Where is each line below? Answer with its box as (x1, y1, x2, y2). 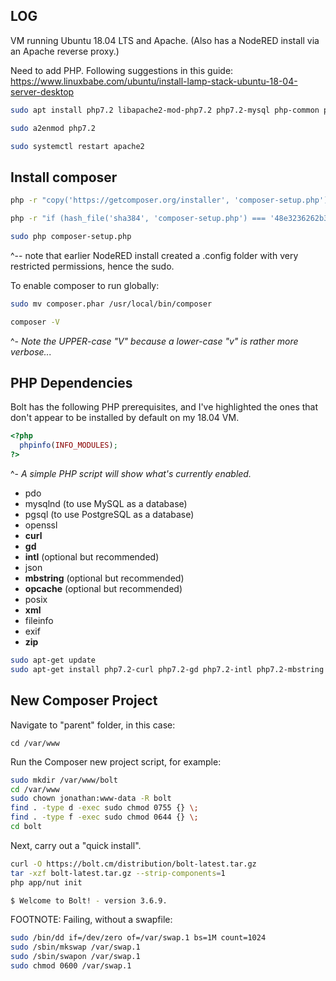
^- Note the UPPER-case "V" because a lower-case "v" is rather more (10, 335, 299, 347)
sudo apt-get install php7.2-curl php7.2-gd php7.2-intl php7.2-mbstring (10, 664, 325, 674)
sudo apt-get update (10, 655, 97, 666)
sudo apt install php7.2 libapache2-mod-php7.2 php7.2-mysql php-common (10, 105, 320, 115)
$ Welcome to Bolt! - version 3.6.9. (10, 895, 168, 906)
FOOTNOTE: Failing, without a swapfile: (10, 914, 173, 926)
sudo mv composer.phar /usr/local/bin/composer (10, 299, 213, 309)
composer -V (10, 317, 60, 327)
